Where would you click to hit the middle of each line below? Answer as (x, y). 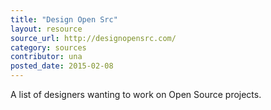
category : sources (48, 47)
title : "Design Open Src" (64, 19)
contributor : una (46, 57)
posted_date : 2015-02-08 (62, 66)
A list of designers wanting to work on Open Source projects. (136, 94)
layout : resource (46, 29)
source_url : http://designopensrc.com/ (93, 38)
